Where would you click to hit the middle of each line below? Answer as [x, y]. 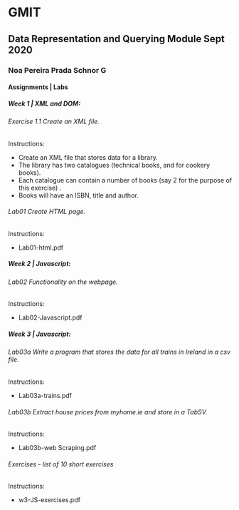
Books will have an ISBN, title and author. [78, 195]
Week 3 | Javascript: [39, 334]
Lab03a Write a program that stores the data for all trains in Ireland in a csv [119, 352]
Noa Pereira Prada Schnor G [57, 70]
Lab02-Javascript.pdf [50, 317]
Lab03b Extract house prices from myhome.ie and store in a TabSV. [108, 412]
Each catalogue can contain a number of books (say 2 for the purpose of [125, 180]
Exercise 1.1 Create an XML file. [54, 121]
